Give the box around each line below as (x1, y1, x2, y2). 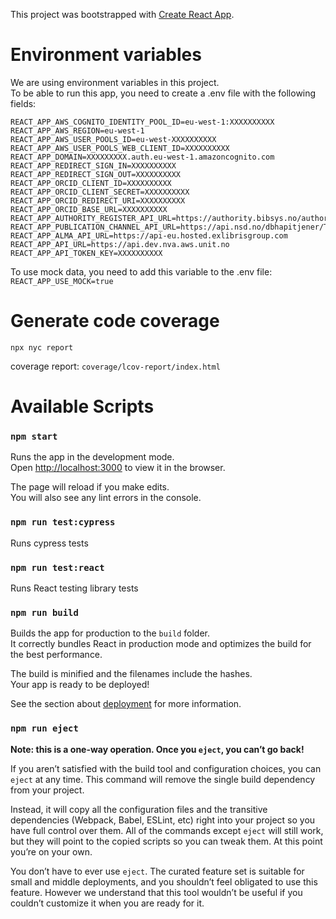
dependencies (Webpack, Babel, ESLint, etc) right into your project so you (10, 814, 316, 826)
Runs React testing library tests (10, 582, 139, 594)
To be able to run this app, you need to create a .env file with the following (10, 87, 317, 99)
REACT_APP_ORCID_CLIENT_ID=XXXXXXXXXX (10, 178, 172, 188)
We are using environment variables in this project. (10, 76, 220, 88)
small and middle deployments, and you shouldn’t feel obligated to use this (10, 875, 318, 888)
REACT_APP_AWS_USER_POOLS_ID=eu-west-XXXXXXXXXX (10, 134, 217, 144)
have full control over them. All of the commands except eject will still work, (10, 824, 324, 836)
